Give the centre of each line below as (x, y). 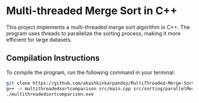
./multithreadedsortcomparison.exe (50, 94)
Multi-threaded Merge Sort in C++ (92, 11)
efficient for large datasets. (39, 39)
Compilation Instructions (53, 58)
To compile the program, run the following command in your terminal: (91, 72)
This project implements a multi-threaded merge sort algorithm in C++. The (98, 27)
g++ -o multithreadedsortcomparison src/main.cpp (69, 89)
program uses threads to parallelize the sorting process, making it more (93, 33)
